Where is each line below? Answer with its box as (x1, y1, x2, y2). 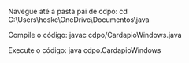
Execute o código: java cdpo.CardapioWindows (8, 46, 161, 54)
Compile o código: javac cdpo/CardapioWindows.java (8, 31, 183, 39)
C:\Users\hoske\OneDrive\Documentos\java (8, 15, 150, 24)
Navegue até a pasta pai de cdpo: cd (8, 7, 128, 16)
